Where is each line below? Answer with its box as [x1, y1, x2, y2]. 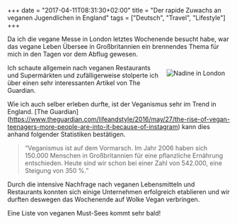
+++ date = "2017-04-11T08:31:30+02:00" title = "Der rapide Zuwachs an [7, 6, 221, 14]
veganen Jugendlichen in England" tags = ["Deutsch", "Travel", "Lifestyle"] [7, 13, 226, 22]
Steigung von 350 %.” [24, 167, 89, 174]
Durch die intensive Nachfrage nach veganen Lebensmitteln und [7, 180, 195, 189]
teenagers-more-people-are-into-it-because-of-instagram [7, 123, 178, 130]
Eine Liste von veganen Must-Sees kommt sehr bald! [7, 209, 161, 217]
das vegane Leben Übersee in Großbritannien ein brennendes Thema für [7, 43, 219, 50]
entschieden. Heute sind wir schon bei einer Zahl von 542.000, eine [24, 159, 223, 167]
